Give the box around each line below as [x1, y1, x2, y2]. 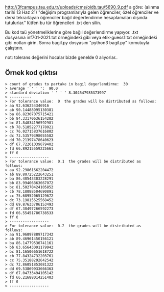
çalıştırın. [5, 45, 23, 51]
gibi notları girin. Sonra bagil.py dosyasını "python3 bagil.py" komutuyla [5, 40, 150, 46]
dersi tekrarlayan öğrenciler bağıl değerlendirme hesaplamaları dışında [5, 15, 148, 20]
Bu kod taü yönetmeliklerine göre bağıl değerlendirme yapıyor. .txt [5, 29, 139, 35]
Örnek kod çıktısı [5, 69, 58, 77]
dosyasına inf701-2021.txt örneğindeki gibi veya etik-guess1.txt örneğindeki [5, 34, 158, 40]
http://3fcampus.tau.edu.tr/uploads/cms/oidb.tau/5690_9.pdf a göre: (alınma [5, 4, 160, 10]
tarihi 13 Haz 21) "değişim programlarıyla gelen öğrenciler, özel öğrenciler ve [5, 9, 159, 15]
